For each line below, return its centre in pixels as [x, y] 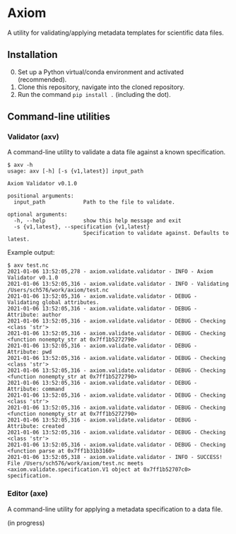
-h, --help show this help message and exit [98, 221]
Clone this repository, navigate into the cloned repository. [101, 87]
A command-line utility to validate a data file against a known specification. [117, 152]
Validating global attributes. [53, 303]
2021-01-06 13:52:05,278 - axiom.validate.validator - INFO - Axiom [110, 272]
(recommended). [42, 79]
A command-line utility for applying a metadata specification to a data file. [115, 509]
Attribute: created [36, 426]
